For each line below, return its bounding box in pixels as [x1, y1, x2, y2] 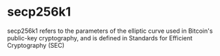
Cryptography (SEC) [7, 41, 65, 49]
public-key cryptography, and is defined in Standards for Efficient [7, 33, 192, 42]
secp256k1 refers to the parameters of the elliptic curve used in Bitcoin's [7, 27, 213, 35]
